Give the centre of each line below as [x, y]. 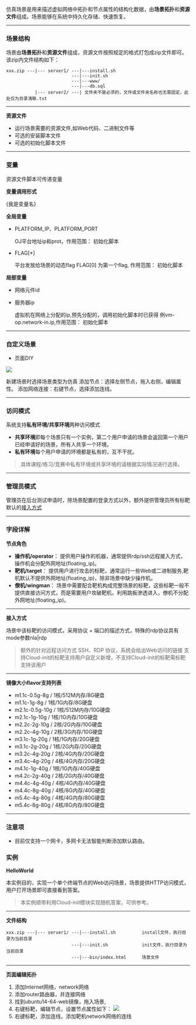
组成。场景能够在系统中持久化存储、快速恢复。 [73, 16]
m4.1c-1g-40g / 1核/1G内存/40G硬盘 [57, 768]
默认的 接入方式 [24, 508]
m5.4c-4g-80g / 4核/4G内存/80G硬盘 [60, 797]
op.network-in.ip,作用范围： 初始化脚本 [62, 322]
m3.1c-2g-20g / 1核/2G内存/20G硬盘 [58, 746]
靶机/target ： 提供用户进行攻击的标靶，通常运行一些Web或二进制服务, [99, 570]
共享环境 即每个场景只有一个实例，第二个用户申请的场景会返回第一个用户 [101, 437]
